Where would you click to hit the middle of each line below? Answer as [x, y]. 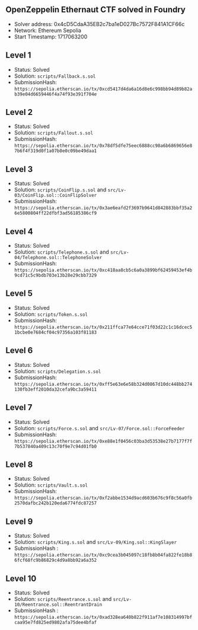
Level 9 [19, 521]
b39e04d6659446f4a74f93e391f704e [55, 94]
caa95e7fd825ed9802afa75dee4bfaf [55, 622]
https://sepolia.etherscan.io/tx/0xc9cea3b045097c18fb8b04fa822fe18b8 [103, 555]
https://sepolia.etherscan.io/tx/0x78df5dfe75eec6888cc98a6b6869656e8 [103, 146]
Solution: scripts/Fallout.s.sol [53, 133]
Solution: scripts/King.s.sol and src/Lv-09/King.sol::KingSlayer [95, 542]
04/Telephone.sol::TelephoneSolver [58, 258]
